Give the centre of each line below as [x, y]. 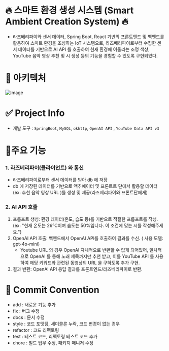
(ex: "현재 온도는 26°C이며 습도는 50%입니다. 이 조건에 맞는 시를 [77, 225]
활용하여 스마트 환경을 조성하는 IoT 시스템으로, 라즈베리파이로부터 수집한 [84, 43]
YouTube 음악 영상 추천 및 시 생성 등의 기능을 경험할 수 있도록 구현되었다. [85, 55]
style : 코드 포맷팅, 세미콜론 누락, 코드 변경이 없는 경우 [66, 324]
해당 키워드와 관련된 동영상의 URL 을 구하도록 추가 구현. [85, 262]
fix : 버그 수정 [26, 311]
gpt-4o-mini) [26, 244]
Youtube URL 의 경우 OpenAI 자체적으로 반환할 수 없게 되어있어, [84, 250]
